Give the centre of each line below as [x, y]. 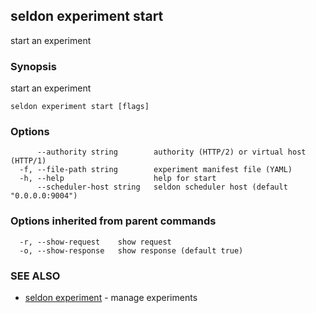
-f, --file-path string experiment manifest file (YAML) [156, 170]
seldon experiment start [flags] [80, 107]
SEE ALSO [35, 276]
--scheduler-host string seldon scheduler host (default [162, 187]
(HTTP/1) [28, 161]
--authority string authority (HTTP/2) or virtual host [171, 152]
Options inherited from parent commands [113, 221]
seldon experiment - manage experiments [111, 297]
